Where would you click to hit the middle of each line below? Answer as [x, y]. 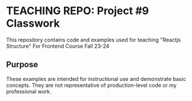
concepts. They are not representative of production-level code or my [91, 85]
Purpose [22, 65]
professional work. [29, 91]
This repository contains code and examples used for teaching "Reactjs [93, 40]
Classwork [33, 23]
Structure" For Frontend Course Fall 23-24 [58, 46]
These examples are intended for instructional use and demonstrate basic [96, 79]
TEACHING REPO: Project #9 [78, 11]
